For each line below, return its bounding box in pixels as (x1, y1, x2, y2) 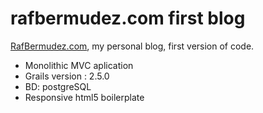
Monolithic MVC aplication (24, 59, 134, 71)
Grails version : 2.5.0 (24, 70, 110, 82)
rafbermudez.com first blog (10, 7, 246, 30)
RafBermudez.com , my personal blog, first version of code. (10, 40, 255, 52)
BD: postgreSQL (24, 80, 92, 92)
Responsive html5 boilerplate (24, 91, 145, 103)
